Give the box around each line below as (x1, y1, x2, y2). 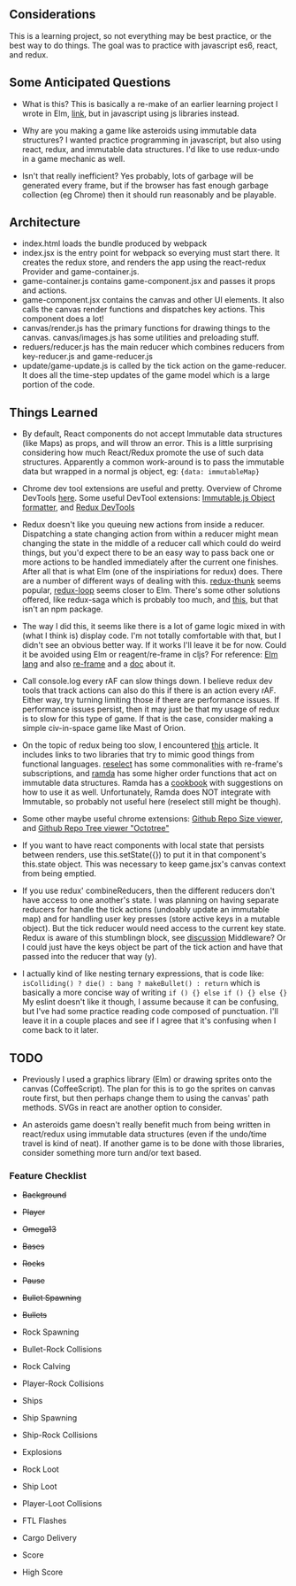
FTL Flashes (21, 1515, 67, 1526)
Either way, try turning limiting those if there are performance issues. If (21, 695, 280, 705)
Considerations (9, 7, 96, 22)
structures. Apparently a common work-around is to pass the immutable (21, 457, 285, 467)
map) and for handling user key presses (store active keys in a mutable (21, 913, 281, 924)
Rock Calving (21, 1361, 71, 1372)
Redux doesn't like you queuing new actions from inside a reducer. (21, 520, 265, 530)
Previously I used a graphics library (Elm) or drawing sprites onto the (21, 1074, 272, 1085)
